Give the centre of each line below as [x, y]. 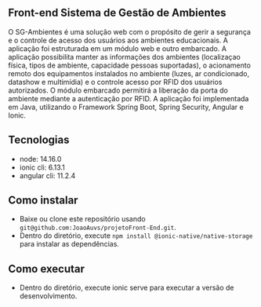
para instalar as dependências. [69, 244]
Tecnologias [39, 140]
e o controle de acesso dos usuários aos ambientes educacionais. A [118, 40]
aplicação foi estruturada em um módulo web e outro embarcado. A [118, 48]
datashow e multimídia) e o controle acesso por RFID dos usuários [115, 82]
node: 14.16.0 [40, 159]
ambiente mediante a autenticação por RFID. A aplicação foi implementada [129, 98]
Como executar [46, 269]
